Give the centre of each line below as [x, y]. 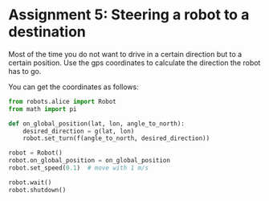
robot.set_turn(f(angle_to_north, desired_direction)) [116, 138]
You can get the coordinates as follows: [73, 87]
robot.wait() [30, 183]
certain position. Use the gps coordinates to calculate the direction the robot [134, 63]
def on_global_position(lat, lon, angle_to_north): [96, 123]
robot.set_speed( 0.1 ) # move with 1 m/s [79, 168]
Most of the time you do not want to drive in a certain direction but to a [125, 54]
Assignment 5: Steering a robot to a [129, 15]
